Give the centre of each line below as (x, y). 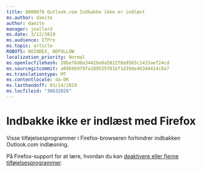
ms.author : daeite (29, 18)
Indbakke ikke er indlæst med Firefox (101, 121)
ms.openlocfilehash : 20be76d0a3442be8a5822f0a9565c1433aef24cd (88, 63)
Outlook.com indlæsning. (38, 144)
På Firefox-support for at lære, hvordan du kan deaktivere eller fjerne (93, 156)
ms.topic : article (29, 46)
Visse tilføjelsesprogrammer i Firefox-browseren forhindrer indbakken (93, 138)
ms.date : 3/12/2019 (31, 35)
